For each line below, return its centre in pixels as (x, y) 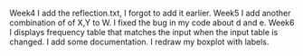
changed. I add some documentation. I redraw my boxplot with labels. (139, 42)
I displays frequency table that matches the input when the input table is (144, 32)
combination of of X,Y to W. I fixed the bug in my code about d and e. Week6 (152, 23)
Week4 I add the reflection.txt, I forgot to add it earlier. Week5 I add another (150, 13)
